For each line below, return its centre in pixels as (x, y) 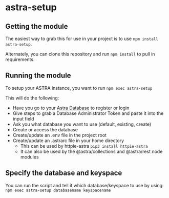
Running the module (38, 76)
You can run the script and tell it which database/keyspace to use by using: (84, 185)
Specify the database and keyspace (64, 173)
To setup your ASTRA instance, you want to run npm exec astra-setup (79, 88)
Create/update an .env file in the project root (59, 135)
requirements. (20, 60)
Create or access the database (45, 129)
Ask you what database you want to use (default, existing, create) (82, 124)
